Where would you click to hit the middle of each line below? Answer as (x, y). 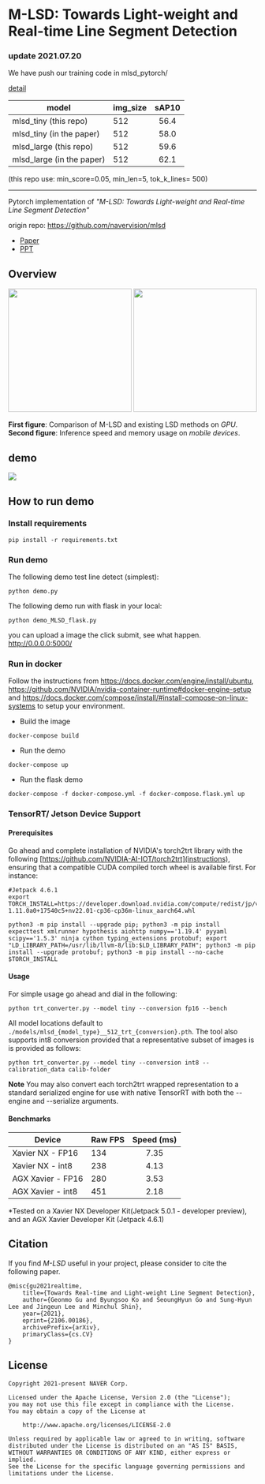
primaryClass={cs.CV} (58, 1334)
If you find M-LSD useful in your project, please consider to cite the (118, 1263)
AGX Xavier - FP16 (48, 1179)
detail (17, 88)
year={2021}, (44, 1314)
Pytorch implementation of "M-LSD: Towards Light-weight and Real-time (127, 202)
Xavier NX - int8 (43, 1165)
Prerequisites (31, 832)
